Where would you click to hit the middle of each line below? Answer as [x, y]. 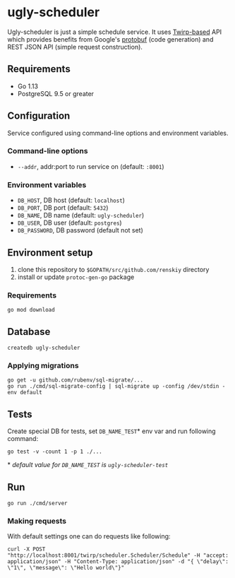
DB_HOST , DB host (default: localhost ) [71, 200]
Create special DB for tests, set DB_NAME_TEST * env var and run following [112, 431]
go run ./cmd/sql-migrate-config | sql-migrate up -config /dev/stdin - [116, 387]
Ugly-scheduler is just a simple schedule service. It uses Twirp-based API [115, 32]
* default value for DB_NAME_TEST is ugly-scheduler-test [88, 465]
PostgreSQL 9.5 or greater [55, 93]
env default [25, 393]
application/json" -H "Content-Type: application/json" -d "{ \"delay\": [118, 562]
